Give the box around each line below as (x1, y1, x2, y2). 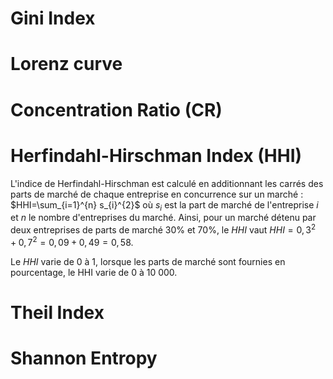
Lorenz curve (10, 53, 123, 76)
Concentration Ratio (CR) (10, 98, 223, 121)
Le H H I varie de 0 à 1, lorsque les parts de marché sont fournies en (10, 255, 286, 267)
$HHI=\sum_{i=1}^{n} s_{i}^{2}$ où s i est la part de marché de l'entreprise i (10, 198, 319, 213)
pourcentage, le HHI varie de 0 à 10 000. (10, 266, 178, 278)
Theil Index (10, 301, 105, 324)
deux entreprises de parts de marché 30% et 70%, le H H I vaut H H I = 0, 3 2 (10, 222, 317, 236)
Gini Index (10, 7, 96, 30)
